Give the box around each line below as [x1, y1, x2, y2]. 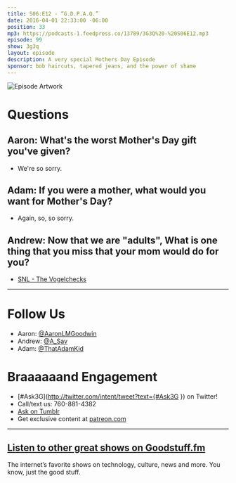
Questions [7, 106, 69, 122]
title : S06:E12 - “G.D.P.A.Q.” [7, 10, 99, 18]
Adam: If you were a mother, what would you [7, 184, 206, 197]
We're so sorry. [17, 164, 62, 172]
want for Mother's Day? [7, 195, 113, 207]
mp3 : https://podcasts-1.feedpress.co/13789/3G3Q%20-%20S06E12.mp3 [7, 30, 209, 37]
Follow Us [7, 307, 65, 322]
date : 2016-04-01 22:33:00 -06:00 [7, 17, 109, 24]
